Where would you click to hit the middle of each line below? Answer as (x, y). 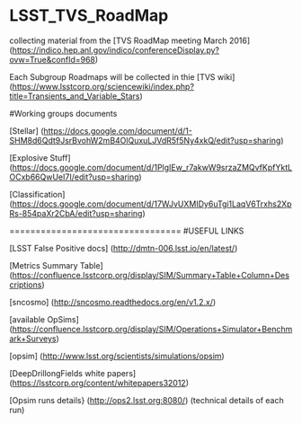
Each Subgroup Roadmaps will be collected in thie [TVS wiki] (122, 76)
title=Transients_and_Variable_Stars (75, 96)
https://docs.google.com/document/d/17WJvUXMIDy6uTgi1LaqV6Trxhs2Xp (152, 204)
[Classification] (37, 194)
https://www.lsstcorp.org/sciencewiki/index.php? (103, 86)
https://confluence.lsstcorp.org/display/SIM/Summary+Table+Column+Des (151, 275)
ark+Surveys (33, 339)
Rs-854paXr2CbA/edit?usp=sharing (76, 213)
